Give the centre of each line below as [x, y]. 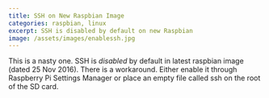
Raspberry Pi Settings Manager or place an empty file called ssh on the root [134, 78]
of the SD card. [34, 87]
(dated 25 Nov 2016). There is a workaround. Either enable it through [123, 70]
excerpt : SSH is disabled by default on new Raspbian [101, 31]
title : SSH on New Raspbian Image [67, 16]
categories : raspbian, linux [57, 23]
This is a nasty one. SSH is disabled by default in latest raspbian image [126, 61]
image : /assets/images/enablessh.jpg [72, 38]
